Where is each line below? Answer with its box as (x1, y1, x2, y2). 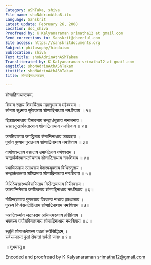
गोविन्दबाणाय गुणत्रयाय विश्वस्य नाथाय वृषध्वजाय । (5, 196, 84, 202)
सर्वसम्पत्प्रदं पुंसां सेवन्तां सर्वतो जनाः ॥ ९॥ (5, 234, 71, 240)
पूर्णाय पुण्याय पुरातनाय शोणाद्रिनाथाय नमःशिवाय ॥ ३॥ (5, 139, 88, 145)
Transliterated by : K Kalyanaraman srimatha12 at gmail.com (5, 59, 135, 64)
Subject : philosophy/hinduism (5, 45, 69, 50)
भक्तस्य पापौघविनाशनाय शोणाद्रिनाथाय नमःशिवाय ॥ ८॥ (5, 218, 92, 224)
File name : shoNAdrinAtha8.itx (5, 12, 71, 17)
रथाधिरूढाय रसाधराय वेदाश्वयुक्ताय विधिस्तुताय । (5, 165, 83, 171)
